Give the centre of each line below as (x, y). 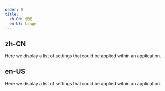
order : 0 (14, 10)
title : (12, 14)
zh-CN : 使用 (21, 19)
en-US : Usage (23, 24)
